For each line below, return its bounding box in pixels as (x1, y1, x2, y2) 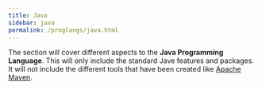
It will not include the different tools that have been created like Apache (8, 65, 241, 74)
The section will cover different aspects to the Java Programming (8, 48, 224, 57)
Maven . (8, 72, 33, 83)
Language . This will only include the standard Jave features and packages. (8, 56, 254, 65)
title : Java (8, 11, 48, 20)
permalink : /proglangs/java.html (8, 26, 119, 34)
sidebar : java (8, 19, 56, 27)
